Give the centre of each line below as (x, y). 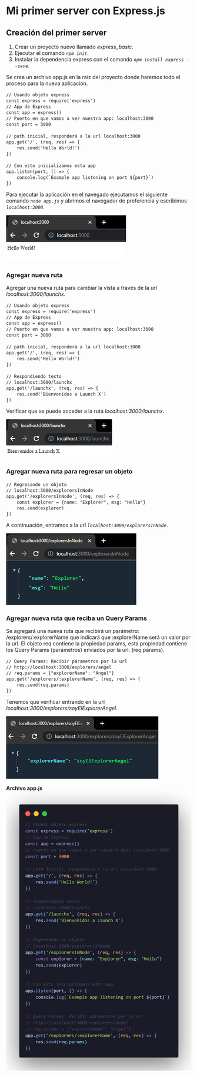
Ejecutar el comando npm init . (52, 53)
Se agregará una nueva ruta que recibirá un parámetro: (73, 631)
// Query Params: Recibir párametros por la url (67, 661)
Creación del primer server (56, 33)
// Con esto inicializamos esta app (51, 166)
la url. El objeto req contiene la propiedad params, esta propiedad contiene (97, 643)
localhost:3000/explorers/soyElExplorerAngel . (62, 708)
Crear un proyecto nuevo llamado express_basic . (74, 47)
